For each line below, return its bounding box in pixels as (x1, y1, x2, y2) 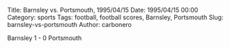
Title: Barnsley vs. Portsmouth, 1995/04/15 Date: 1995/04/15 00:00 (7, 6, 199, 14)
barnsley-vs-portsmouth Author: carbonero (7, 21, 132, 28)
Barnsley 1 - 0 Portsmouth (7, 34, 82, 42)
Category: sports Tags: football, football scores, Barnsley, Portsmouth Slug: (7, 13, 224, 21)
